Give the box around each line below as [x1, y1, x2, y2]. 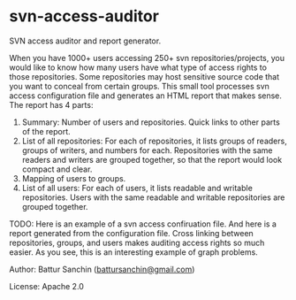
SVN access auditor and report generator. [9, 35, 162, 46]
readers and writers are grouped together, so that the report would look [21, 154, 283, 165]
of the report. [21, 126, 71, 136]
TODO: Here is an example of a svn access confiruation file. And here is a [9, 219, 277, 229]
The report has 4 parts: [9, 99, 94, 110]
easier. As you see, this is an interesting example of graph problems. [9, 246, 258, 258]
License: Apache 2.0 [9, 281, 84, 291]
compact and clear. [21, 164, 93, 174]
